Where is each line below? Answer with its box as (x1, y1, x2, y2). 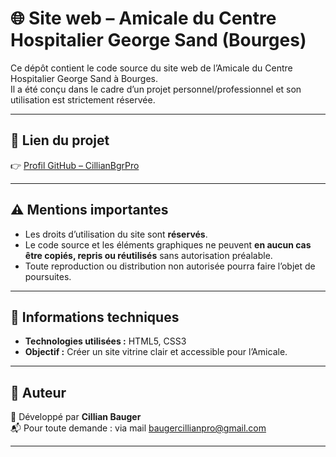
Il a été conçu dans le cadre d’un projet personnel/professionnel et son (10, 83, 302, 95)
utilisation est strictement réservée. (10, 93, 156, 106)
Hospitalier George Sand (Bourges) (10, 29, 307, 52)
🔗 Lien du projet (10, 132, 110, 149)
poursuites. (24, 270, 72, 282)
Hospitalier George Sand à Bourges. (10, 72, 159, 84)
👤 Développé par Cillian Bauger (10, 411, 142, 423)
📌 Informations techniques (10, 308, 180, 326)
